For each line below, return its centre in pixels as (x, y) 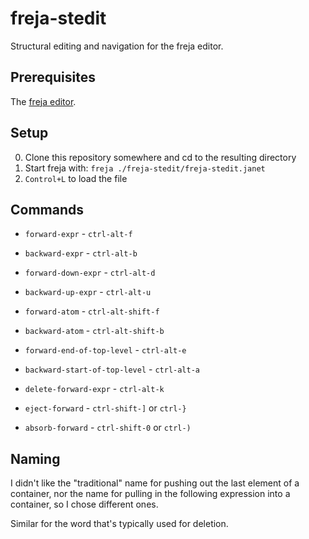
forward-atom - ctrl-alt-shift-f (92, 311)
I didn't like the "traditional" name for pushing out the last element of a (155, 483)
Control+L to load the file (76, 178)
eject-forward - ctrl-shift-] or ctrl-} (105, 408)
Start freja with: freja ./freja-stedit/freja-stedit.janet (145, 168)
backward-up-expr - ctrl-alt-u (88, 292)
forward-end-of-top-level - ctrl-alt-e (105, 350)
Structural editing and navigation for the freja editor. (117, 46)
